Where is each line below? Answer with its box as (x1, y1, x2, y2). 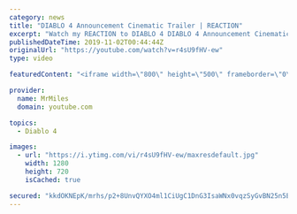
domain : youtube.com (17, 103, 93, 111)
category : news (9, 12, 65, 22)
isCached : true (25, 175, 81, 184)
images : (9, 142, 38, 151)
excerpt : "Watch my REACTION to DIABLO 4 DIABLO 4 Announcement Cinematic (9, 29, 291, 38)
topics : (9, 118, 38, 127)
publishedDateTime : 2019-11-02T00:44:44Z (9, 37, 164, 47)
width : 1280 (25, 159, 69, 168)
